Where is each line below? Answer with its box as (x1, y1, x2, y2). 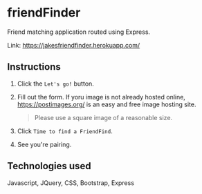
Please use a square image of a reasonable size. (34, 113, 173, 122)
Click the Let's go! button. (17, 79, 95, 88)
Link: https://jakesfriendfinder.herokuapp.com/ (7, 41, 140, 49)
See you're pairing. (17, 140, 72, 148)
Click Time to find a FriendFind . (17, 126, 113, 135)
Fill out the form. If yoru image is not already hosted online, (17, 93, 185, 101)
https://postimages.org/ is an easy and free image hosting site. (17, 100, 196, 108)
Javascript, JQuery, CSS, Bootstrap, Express (7, 178, 135, 187)
